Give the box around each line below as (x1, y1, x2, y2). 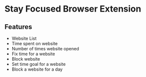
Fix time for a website (11, 51, 55, 57)
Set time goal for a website (11, 62, 66, 67)
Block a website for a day (11, 66, 63, 72)
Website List (11, 35, 37, 41)
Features (4, 23, 32, 31)
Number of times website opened (11, 46, 79, 51)
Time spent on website (11, 41, 58, 46)
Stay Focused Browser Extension (4, 3, 142, 15)
